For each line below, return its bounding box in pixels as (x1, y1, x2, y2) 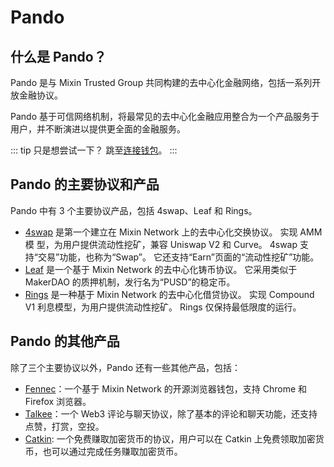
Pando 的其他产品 (10, 333, 120, 350)
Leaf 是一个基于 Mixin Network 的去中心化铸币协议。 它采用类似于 (24, 263, 298, 275)
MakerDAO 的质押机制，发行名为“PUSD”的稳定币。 (24, 276, 236, 288)
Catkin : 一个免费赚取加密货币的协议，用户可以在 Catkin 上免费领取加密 (24, 432, 316, 445)
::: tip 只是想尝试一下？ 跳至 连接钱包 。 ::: (10, 144, 178, 156)
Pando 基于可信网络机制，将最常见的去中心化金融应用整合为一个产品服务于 (10, 111, 320, 122)
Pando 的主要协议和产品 (10, 176, 160, 193)
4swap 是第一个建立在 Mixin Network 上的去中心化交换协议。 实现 (24, 226, 298, 238)
